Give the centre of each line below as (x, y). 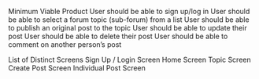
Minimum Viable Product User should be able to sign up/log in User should (129, 11)
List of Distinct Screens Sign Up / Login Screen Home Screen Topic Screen (130, 59)
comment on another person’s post (65, 45)
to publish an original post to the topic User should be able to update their (128, 28)
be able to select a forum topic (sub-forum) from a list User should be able (129, 20)
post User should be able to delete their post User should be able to (118, 36)
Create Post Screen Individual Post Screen (77, 68)
